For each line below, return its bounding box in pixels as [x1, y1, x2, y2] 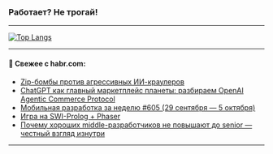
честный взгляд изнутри [19, 128, 106, 138]
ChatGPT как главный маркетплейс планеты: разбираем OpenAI [19, 85, 244, 95]
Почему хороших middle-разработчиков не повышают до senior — [19, 120, 253, 130]
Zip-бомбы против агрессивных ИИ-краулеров [19, 76, 185, 87]
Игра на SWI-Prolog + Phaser [19, 111, 120, 121]
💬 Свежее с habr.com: [8, 58, 86, 68]
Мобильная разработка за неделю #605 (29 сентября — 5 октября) [19, 102, 256, 112]
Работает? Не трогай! [8, 6, 98, 18]
